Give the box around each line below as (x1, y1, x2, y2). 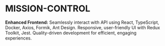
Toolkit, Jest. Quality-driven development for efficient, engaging (5, 30, 137, 36)
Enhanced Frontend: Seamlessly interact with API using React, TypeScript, (5, 19, 160, 25)
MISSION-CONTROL (5, 3, 91, 14)
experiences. (5, 35, 32, 41)
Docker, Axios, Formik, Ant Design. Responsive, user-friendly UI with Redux (5, 24, 161, 30)
